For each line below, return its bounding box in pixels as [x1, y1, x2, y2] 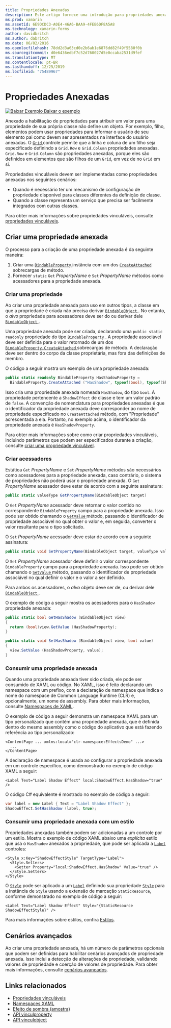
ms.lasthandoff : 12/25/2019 [5, 64, 65, 69]
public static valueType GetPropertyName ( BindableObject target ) [5, 493, 147, 498]
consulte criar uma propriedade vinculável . [5, 442, 95, 448]
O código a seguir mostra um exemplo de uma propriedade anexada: [5, 365, 150, 371]
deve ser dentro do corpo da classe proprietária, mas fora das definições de [5, 350, 165, 356]
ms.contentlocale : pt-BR [5, 60, 58, 65]
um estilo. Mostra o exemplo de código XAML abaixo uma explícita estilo [5, 835, 158, 841]
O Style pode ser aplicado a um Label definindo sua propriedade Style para [5, 883, 165, 889]
